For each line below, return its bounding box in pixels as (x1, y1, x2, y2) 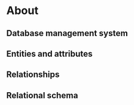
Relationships (6, 70, 60, 80)
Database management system (6, 28, 128, 38)
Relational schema (6, 90, 78, 101)
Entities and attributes (6, 48, 93, 59)
